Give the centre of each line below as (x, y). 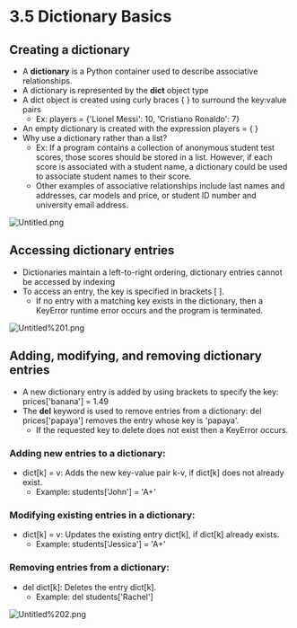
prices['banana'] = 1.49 (66, 401)
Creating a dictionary (70, 50)
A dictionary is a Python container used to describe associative (140, 71)
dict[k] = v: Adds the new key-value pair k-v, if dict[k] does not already (153, 473)
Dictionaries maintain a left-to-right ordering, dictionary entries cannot (152, 272)
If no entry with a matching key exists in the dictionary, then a (149, 301)
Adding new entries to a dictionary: (87, 453)
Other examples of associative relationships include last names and (160, 186)
